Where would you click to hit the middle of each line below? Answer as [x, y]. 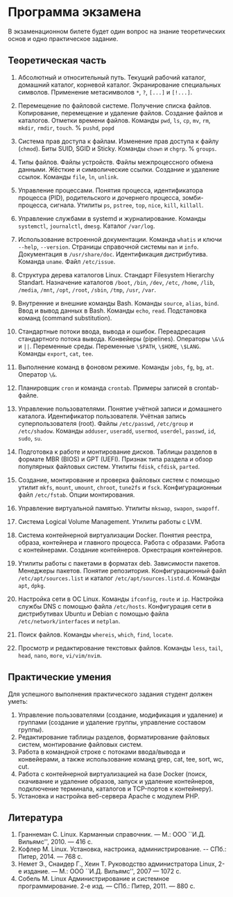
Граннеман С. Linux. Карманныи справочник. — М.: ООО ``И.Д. [112, 834]
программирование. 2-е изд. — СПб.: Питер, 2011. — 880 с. [106, 886]
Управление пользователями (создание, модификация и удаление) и [120, 715]
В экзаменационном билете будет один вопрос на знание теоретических [117, 31]
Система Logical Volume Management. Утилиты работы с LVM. [110, 521]
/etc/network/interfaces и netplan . [69, 621]
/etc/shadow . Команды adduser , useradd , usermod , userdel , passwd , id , [117, 431]
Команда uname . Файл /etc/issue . [67, 261]
